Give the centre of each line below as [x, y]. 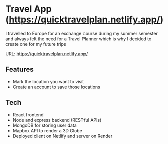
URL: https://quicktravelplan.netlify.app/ [47, 54]
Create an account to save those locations [56, 87]
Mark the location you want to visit [48, 81]
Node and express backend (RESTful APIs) [57, 120]
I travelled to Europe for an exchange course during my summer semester [82, 33]
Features [19, 69]
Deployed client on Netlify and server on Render [62, 136]
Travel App [28, 9]
